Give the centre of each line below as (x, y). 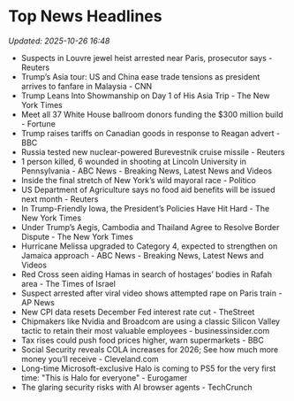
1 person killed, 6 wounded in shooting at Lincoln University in (133, 161)
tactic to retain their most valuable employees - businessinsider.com (145, 330)
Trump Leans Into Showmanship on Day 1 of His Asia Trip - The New (145, 96)
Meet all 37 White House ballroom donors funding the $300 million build (152, 114)
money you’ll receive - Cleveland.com (90, 359)
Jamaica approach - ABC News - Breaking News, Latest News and (142, 255)
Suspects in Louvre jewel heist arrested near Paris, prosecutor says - (147, 58)
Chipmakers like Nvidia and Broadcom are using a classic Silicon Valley (150, 321)
